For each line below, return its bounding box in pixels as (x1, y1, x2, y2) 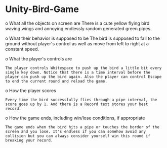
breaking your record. (5, 137, 53, 143)
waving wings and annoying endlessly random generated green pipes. (5, 25, 152, 31)
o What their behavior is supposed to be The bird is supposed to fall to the (5, 35, 160, 41)
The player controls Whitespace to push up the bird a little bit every (5, 65, 162, 70)
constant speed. (5, 46, 39, 52)
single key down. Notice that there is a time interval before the (5, 69, 151, 75)
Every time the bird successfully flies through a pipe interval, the (5, 97, 157, 102)
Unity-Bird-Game (5, 4, 79, 15)
